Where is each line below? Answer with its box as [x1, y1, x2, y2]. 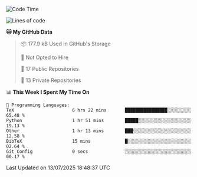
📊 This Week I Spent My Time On [6, 88, 90, 96]
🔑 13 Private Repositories [20, 77, 81, 84]
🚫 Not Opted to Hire [20, 54, 69, 61]
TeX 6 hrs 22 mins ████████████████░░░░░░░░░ [6, 107, 192, 113]
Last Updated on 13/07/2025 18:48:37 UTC [6, 164, 110, 171]
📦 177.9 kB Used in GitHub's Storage [20, 40, 111, 47]
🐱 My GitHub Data [6, 28, 53, 35]
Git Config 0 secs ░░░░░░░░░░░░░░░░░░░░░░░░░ [6, 149, 192, 155]
